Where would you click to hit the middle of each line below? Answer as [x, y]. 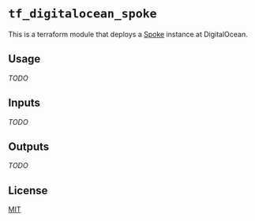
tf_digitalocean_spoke [82, 14]
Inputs [24, 103]
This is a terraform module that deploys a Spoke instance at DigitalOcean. [128, 34]
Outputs [29, 146]
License [28, 191]
